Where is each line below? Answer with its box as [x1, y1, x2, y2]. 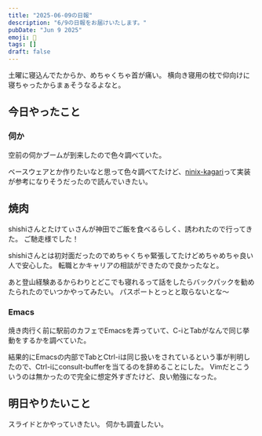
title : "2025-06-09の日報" [8, 11, 93, 20]
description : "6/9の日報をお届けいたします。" [8, 19, 147, 27]
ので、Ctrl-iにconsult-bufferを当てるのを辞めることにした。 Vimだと [14, 362, 237, 371]
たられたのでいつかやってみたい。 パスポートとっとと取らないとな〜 [8, 287, 230, 296]
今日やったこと [8, 105, 81, 118]
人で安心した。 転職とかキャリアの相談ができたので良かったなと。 [8, 260, 224, 270]
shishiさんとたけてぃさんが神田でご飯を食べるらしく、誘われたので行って [8, 224, 246, 234]
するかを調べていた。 [21, 335, 91, 345]
